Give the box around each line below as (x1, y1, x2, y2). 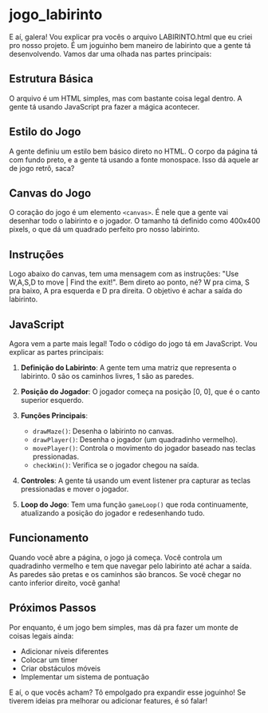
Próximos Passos (9, 601, 97, 615)
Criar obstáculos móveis (20, 663, 101, 673)
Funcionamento (9, 532, 89, 545)
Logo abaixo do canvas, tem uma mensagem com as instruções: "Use (9, 269, 239, 279)
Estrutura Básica (9, 72, 94, 86)
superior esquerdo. (20, 396, 85, 404)
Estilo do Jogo (9, 125, 81, 139)
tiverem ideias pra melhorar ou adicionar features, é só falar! (9, 695, 208, 705)
